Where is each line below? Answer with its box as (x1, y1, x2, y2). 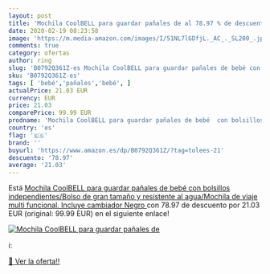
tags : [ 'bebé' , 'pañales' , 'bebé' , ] (8, 79, 131, 87)
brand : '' (8, 138, 42, 147)
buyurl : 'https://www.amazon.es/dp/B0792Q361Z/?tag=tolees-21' (8, 146, 225, 154)
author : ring (8, 57, 52, 65)
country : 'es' (8, 124, 56, 132)
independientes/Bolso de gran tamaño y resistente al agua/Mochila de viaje (8, 192, 259, 202)
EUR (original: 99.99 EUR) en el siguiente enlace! (8, 209, 170, 219)
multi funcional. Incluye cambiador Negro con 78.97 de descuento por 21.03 (8, 200, 260, 210)
